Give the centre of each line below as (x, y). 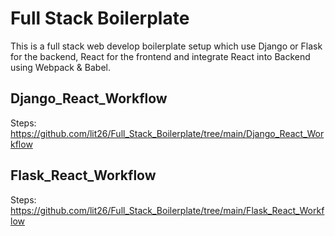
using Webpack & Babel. (60, 67)
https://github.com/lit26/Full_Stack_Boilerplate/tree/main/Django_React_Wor (167, 133)
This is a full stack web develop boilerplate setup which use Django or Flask (166, 46)
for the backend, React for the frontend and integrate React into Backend (160, 56)
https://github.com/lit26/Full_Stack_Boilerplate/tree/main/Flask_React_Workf (167, 210)
